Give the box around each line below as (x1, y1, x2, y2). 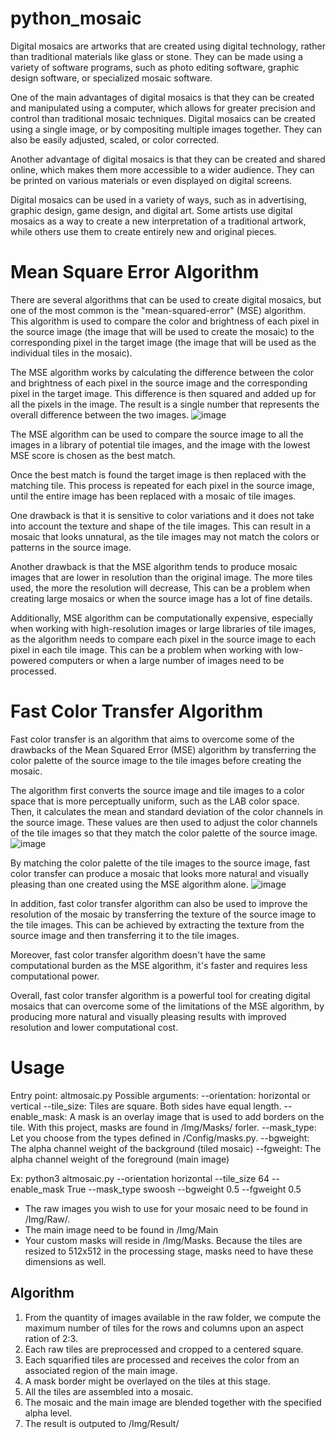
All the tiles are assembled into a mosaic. (24, 1385, 194, 1397)
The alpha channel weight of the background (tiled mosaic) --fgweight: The (10, 1142, 322, 1154)
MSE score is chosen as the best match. (10, 449, 176, 461)
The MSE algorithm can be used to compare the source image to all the (10, 428, 304, 440)
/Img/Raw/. (24, 1213, 71, 1225)
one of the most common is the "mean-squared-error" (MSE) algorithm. (10, 304, 307, 316)
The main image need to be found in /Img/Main (24, 1223, 219, 1236)
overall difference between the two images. (10, 408, 190, 421)
